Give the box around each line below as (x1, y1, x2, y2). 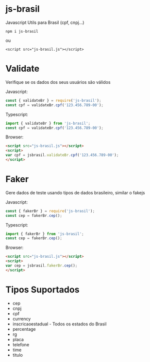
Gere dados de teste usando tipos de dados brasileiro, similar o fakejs (5, 190, 145, 195)
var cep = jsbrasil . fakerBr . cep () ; (5, 263, 78, 268)
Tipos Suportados (5, 284, 80, 295)
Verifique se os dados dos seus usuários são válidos (5, 79, 111, 85)
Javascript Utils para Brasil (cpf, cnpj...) (5, 19, 84, 25)
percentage (12, 326, 36, 332)
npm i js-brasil (5, 29, 38, 34)
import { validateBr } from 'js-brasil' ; (5, 121, 91, 126)
